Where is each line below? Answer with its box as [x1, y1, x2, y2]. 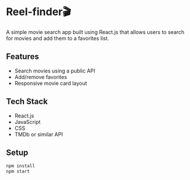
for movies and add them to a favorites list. [6, 34, 109, 41]
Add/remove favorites [14, 73, 67, 80]
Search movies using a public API [14, 67, 95, 74]
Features [6, 51, 39, 62]
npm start [6, 168, 30, 175]
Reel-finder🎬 [6, 5, 71, 19]
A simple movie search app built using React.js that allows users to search [6, 28, 185, 36]
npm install [6, 163, 35, 169]
